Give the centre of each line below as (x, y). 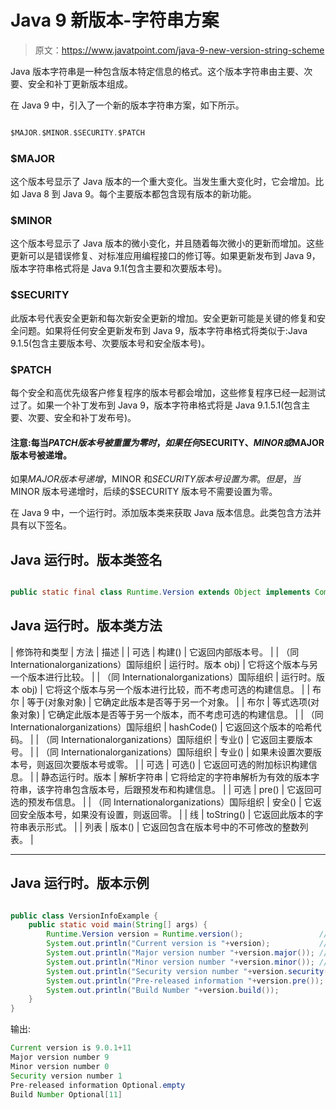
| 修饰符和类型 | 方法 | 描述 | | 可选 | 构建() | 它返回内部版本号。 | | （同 (155, 652)
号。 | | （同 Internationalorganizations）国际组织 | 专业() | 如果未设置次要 (161, 752)
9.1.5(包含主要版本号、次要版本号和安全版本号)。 (110, 343)
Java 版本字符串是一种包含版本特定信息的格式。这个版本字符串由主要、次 (161, 71)
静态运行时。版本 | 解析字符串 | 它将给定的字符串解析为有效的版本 (176, 777)
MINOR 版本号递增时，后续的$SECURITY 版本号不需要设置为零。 (144, 492)
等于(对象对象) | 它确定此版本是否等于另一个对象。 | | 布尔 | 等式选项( (169, 702)
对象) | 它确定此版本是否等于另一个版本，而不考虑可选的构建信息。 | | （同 (171, 714)
